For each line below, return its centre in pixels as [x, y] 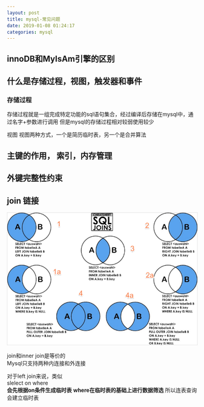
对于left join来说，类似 [35, 376]
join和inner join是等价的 [36, 356]
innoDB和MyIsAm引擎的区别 [61, 58]
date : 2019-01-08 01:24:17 [41, 25]
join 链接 [23, 201]
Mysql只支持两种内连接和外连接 [46, 363]
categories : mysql [30, 32]
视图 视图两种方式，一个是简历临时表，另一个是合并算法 [77, 135]
